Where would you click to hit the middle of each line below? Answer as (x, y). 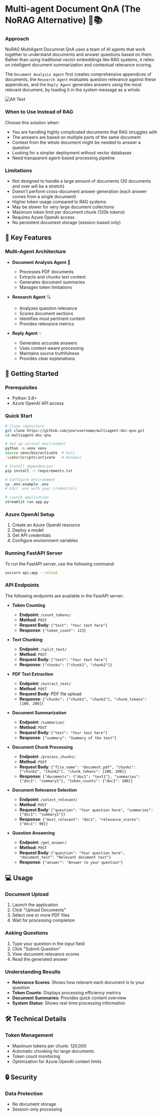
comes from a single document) (44, 197)
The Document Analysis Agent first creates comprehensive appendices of (78, 74)
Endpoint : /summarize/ (42, 722)
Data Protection (24, 1094)
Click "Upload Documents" (39, 910)
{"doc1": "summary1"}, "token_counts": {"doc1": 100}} (76, 781)
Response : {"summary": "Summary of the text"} (68, 737)
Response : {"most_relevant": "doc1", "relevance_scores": (80, 819)
